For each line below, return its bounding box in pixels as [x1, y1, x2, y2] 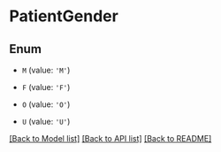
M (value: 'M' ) [21, 65, 71, 75]
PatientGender [9, 6, 119, 27]
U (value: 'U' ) [21, 117, 71, 126]
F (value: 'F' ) [21, 82, 71, 92]
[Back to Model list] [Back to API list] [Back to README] [9, 133, 212, 143]
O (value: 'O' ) [21, 99, 71, 110]
